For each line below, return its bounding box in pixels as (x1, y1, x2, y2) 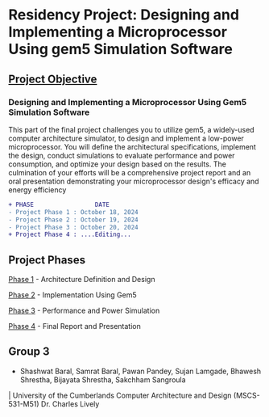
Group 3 (8, 345, 50, 359)
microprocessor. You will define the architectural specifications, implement (8, 141, 256, 151)
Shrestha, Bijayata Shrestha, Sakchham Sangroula (19, 374, 187, 385)
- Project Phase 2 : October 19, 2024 (8, 216, 139, 224)
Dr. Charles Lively (40, 398, 100, 409)
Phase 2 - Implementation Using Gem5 (8, 290, 137, 300)
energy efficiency (8, 184, 67, 195)
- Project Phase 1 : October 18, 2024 (8, 208, 139, 216)
